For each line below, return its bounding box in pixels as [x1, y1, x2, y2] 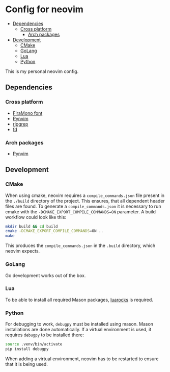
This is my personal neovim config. [5, 68, 79, 75]
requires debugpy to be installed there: [5, 332, 84, 338]
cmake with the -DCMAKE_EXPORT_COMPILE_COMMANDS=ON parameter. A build [5, 208, 156, 215]
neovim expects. [5, 248, 40, 254]
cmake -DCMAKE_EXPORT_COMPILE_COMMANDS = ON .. [5, 229, 103, 234]
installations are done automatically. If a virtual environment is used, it [5, 327, 152, 333]
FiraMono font [12, 110, 43, 116]
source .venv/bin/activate [5, 342, 63, 347]
